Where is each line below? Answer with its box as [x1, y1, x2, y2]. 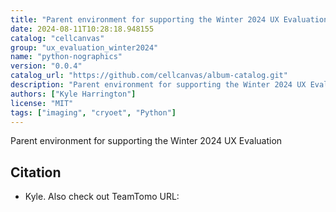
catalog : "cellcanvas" [10, 33, 105, 43]
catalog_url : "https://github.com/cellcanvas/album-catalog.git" [10, 71, 288, 81]
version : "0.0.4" [10, 61, 83, 71]
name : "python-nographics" [10, 52, 123, 62]
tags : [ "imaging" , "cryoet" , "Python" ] [10, 107, 177, 118]
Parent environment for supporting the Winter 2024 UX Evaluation [10, 135, 283, 147]
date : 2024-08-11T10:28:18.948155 [10, 24, 155, 34]
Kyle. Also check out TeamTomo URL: [24, 191, 180, 203]
